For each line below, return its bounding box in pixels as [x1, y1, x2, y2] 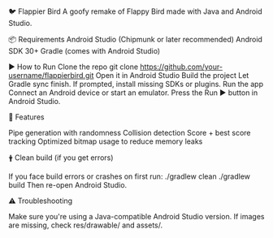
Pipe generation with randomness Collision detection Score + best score [8, 128, 251, 137]
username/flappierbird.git [8, 71, 94, 80]
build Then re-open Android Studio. [8, 180, 128, 189]
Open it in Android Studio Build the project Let [95, 71, 249, 80]
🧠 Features [8, 112, 45, 122]
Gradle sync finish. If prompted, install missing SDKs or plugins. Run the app [8, 80, 264, 89]
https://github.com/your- [140, 62, 223, 71]
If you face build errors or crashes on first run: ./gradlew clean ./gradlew [8, 171, 250, 181]
